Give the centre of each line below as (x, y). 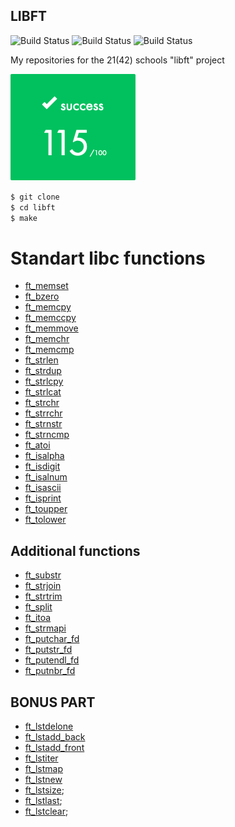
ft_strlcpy (44, 381)
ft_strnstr (43, 424)
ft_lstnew (43, 779)
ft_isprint (43, 498)
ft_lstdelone (49, 726)
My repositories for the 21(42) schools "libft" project (117, 60)
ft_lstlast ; (43, 800)
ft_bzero (42, 296)
